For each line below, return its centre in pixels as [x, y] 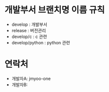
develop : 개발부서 [29, 24]
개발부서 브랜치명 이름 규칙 [55, 10]
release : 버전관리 [29, 30]
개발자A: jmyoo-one [31, 78]
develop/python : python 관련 [41, 42]
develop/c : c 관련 [29, 37]
